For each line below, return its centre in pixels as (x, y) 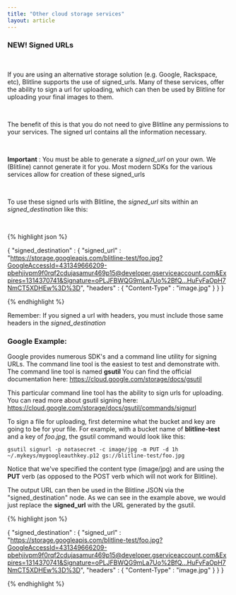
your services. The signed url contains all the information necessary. (107, 132)
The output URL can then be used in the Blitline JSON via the (96, 490)
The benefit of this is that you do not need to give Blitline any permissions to (118, 124)
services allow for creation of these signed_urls (76, 174)
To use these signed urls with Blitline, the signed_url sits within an (103, 202)
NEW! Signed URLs (41, 45)
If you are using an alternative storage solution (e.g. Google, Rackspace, (112, 74)
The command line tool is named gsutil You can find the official (100, 371)
